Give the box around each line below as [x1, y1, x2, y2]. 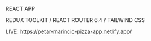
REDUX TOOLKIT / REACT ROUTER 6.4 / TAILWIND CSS [5, 17, 146, 23]
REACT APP [5, 5, 36, 12]
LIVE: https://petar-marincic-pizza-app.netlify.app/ [5, 28, 132, 35]
